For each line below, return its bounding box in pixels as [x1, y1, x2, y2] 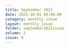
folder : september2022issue [5, 26, 64, 31]
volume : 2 [5, 30, 26, 35]
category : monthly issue [5, 16, 57, 21]
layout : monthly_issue [5, 21, 53, 26]
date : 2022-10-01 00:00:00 [5, 12, 62, 17]
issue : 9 [5, 35, 24, 40]
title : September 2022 [5, 7, 53, 12]
